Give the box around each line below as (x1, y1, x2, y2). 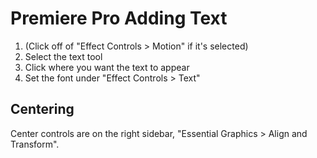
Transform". (10, 138, 60, 150)
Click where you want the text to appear (24, 61, 190, 73)
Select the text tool (24, 50, 103, 62)
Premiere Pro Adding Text (10, 7, 228, 30)
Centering (10, 101, 75, 118)
